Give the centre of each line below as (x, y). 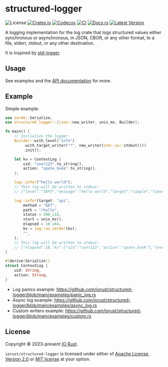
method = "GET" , (40, 205)
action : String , (31, 275)
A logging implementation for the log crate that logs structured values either (83, 32)
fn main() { (17, 132)
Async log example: (33, 300)
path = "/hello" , (41, 210)
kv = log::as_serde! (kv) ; (50, 229)
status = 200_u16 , (42, 215)
